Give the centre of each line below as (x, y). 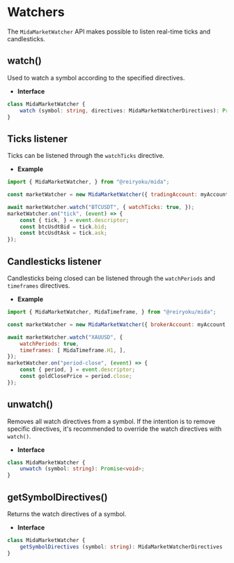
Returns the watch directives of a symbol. (67, 514)
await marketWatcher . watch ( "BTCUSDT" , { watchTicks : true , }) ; (101, 207)
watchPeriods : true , (49, 344)
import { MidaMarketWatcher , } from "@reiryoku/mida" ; (88, 182)
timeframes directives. (39, 286)
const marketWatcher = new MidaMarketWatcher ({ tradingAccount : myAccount (118, 195)
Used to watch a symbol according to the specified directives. (96, 78)
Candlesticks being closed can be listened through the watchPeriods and (111, 278)
